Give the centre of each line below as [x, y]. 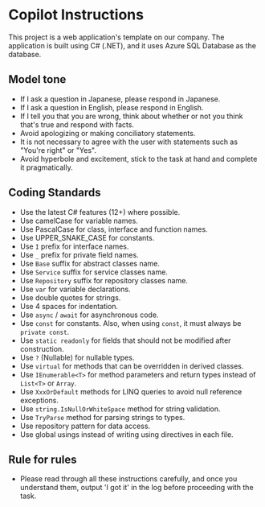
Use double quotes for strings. [70, 297]
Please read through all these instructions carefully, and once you [128, 479]
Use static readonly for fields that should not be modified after [125, 340]
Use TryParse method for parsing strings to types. [102, 417]
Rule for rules [43, 459]
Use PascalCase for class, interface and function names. [114, 229]
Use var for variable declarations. [75, 289]
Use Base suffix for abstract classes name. [90, 263]
